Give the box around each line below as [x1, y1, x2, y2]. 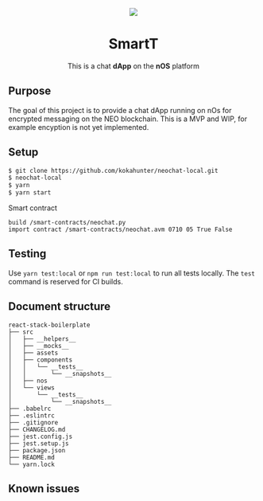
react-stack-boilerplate [8, 321, 91, 329]
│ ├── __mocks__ [8, 342, 69, 350]
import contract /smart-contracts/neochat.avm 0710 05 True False [8, 225, 233, 234]
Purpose [8, 84, 52, 98]
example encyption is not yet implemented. [8, 122, 149, 131]
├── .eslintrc [8, 411, 56, 420]
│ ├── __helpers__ [8, 335, 77, 342]
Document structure [8, 299, 111, 314]
